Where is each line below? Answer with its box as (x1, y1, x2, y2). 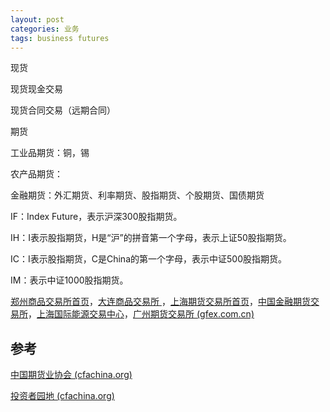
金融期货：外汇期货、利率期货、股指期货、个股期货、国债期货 (10, 189, 265, 201)
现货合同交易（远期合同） (10, 104, 116, 116)
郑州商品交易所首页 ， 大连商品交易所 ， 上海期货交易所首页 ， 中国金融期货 (10, 296, 311, 308)
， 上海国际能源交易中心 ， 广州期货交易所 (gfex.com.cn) (28, 308, 255, 320)
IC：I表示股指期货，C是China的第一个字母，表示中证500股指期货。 (10, 253, 287, 265)
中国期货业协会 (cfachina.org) (10, 369, 133, 381)
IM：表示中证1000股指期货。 (10, 274, 129, 286)
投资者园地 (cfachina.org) (10, 390, 115, 402)
